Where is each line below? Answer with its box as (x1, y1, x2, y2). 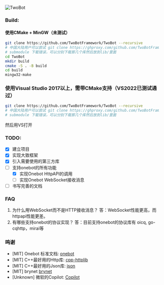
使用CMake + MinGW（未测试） (5, 29, 70, 35)
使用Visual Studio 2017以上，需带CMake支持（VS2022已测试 (5, 85, 152, 92)
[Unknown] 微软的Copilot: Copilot (12, 274, 80, 280)
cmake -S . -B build (5, 63, 47, 68)
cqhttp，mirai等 (12, 225, 44, 231)
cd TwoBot (5, 54, 25, 59)
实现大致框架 (12, 152, 38, 158)
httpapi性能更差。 (12, 213, 48, 219)
